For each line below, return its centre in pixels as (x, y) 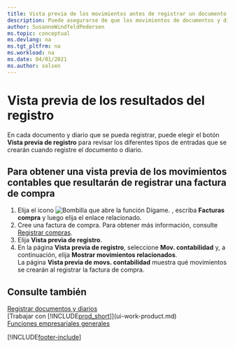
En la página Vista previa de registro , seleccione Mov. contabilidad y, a (121, 248)
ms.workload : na (31, 53)
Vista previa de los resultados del (106, 100)
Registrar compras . (45, 232)
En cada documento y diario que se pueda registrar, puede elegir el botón (114, 134)
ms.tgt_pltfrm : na (34, 46)
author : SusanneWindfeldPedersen (56, 27)
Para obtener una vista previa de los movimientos (117, 171)
